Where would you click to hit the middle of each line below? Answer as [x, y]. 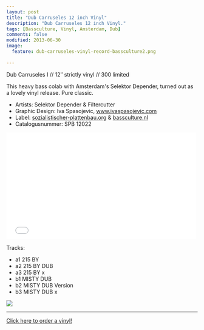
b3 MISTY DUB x [36, 292]
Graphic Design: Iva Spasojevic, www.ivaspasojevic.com [86, 111]
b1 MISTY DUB [33, 279]
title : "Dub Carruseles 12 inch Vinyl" [57, 18]
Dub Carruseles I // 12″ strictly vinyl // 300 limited [68, 74]
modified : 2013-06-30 [34, 40]
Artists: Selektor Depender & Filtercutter [65, 105]
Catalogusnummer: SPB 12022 [53, 124]
